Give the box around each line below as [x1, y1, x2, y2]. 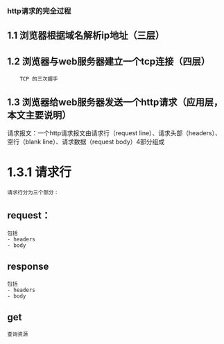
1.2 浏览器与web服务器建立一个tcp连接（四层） [7, 55, 210, 67]
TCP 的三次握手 [19, 76, 58, 83]
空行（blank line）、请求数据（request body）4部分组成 [7, 137, 165, 146]
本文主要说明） [7, 109, 71, 121]
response [7, 261, 49, 273]
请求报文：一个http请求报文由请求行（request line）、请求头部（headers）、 [7, 128, 222, 137]
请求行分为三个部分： [7, 189, 59, 196]
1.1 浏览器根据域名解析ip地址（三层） [7, 30, 165, 42]
